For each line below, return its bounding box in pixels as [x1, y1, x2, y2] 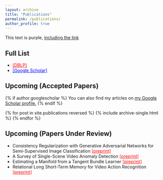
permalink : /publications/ [5, 16, 61, 21]
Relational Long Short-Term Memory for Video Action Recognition [12, 164, 147, 170]
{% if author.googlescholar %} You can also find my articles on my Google [5, 95, 157, 101]
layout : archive [5, 7, 39, 12]
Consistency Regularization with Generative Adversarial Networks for [12, 142, 154, 149]
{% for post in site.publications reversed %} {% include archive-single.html [5, 110, 159, 116]
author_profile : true [5, 21, 50, 26]
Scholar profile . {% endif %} [5, 100, 63, 106]
